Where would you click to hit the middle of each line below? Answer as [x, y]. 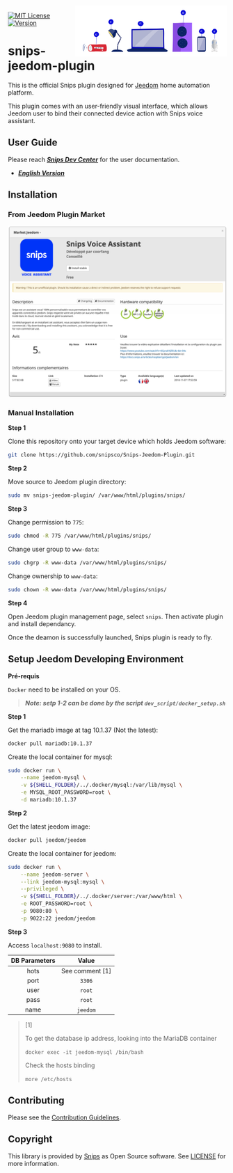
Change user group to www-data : [54, 549]
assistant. [22, 120]
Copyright [30, 1139]
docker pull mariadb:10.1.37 [50, 743]
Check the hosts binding [60, 1065]
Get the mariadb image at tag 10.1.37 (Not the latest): [83, 730]
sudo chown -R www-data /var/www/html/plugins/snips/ [88, 589]
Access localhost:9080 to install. [55, 945]
